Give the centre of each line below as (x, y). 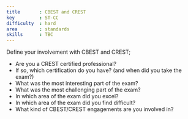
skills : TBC (30, 35)
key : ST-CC (33, 18)
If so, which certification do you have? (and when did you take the (98, 70)
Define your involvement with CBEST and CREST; (68, 52)
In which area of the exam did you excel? (67, 96)
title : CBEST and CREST (46, 12)
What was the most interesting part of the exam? (77, 84)
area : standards (38, 29)
